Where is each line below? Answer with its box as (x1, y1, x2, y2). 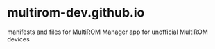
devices (7, 35, 30, 43)
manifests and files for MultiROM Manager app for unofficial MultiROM (7, 28, 208, 36)
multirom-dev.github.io (7, 5, 145, 21)
